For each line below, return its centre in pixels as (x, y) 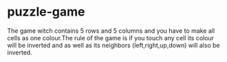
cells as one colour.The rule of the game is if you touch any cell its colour (111, 37)
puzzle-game (46, 12)
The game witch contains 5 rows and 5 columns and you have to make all (111, 31)
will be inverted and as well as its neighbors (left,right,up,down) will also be (113, 45)
